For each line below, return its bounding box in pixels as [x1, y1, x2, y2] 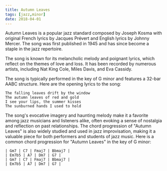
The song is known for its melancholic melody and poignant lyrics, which [5, 56, 155, 62]
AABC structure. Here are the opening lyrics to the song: [5, 81, 121, 87]
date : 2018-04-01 [5, 16, 41, 21]
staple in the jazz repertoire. [5, 46, 63, 52]
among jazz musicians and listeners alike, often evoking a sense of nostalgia [5, 118, 162, 124]
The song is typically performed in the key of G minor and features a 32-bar [5, 76, 161, 82]
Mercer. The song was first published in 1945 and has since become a [5, 41, 150, 47]
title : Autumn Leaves [5, 7, 50, 12]
